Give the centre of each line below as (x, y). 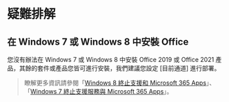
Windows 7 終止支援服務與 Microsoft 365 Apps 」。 (101, 91)
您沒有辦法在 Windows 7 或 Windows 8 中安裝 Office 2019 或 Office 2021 (111, 60)
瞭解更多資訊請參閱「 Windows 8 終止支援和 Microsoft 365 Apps (115, 83)
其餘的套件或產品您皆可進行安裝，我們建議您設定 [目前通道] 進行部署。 (120, 68)
